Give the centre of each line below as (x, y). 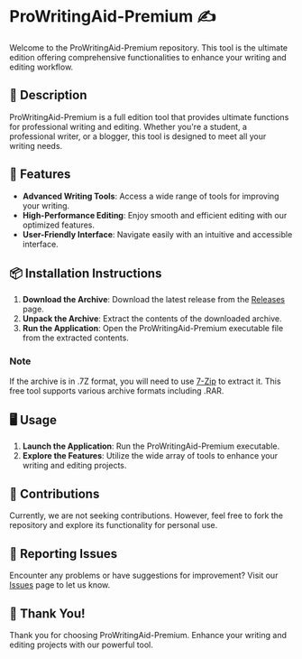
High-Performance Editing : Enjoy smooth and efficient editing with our (155, 215)
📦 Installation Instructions (86, 273)
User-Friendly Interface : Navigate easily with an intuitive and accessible (157, 234)
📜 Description (48, 95)
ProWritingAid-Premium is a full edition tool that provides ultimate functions (149, 116)
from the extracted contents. (75, 338)
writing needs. (36, 145)
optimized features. (58, 225)
